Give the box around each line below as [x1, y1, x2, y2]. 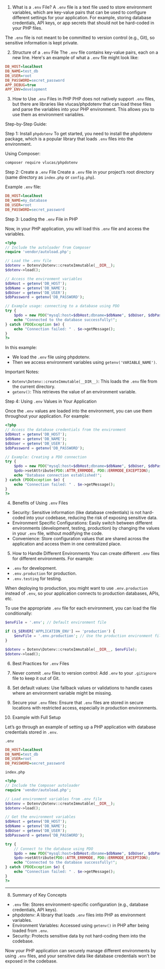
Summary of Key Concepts [12, 892, 67, 898]
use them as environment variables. [12, 112, 85, 118]
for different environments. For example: [12, 556, 94, 562]
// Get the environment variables [5, 814, 76, 819]
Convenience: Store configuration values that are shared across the [12, 536, 149, 542]
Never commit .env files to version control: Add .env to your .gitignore [12, 670, 157, 676]
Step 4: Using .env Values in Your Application [5, 398, 97, 404]
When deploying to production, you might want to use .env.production [5, 585, 148, 591]
